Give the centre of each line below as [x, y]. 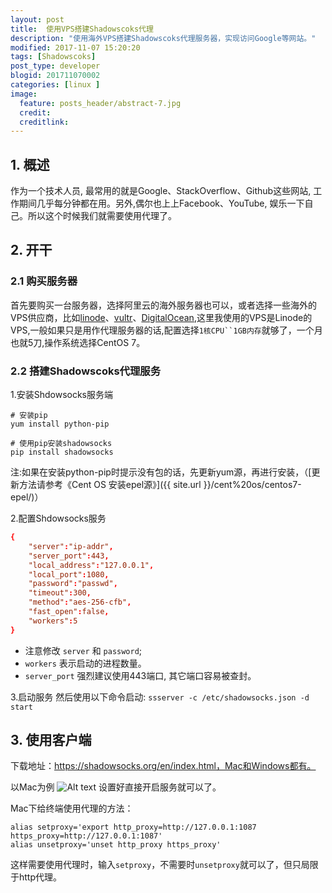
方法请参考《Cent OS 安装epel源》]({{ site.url [110, 485]
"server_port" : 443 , [69, 556]
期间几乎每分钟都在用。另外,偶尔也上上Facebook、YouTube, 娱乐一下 [161, 203]
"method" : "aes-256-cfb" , [80, 602]
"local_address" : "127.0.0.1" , [91, 565]
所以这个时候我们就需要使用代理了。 [102, 216]
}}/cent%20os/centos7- [252, 485]
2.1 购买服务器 [44, 281]
